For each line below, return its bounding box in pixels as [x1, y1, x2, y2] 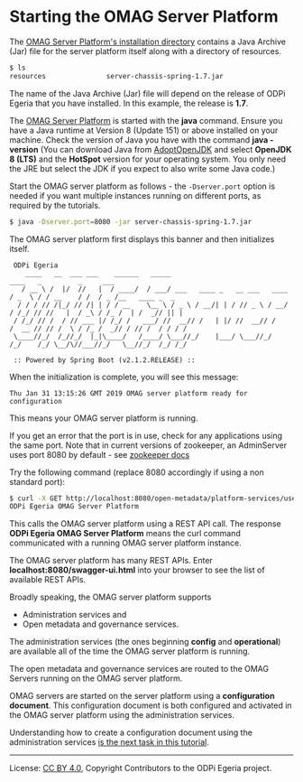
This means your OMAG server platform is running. [9, 413, 198, 424]
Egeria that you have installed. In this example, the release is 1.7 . [9, 98, 249, 108]
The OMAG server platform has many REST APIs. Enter [9, 555, 214, 566]
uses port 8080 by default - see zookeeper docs [9, 449, 190, 460]
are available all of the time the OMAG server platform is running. [9, 646, 251, 656]
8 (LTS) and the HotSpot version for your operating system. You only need [9, 154, 287, 164]
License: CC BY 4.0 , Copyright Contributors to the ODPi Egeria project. [9, 763, 272, 774]
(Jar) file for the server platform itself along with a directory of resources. [9, 45, 282, 56]
